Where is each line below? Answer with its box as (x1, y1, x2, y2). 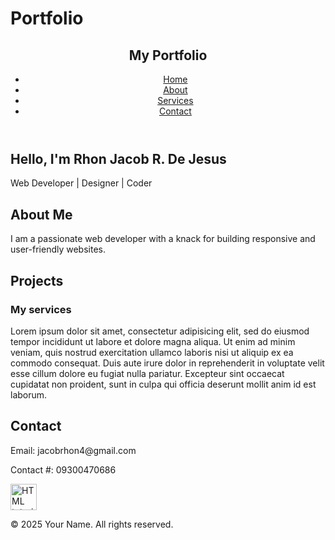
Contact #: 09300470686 (10, 463, 117, 476)
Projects (10, 272, 64, 289)
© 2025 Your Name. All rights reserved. (10, 518, 174, 530)
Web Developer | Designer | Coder (10, 177, 153, 189)
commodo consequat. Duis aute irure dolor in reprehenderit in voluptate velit (10, 357, 325, 369)
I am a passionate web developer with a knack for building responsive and (10, 233, 316, 245)
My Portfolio (128, 47, 208, 64)
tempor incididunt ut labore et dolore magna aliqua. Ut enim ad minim (10, 335, 296, 347)
